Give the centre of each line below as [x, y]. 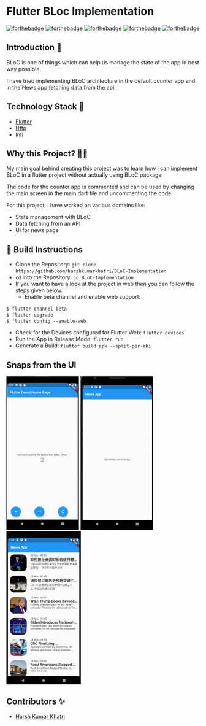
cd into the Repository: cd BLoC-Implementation [74, 277]
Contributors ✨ [36, 702]
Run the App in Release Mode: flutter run [69, 339]
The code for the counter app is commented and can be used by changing [100, 187]
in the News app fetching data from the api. [61, 87]
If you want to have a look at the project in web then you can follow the [105, 284]
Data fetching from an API [48, 224]
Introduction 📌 [34, 48]
